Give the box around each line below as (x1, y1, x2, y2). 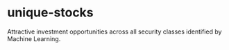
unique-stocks (7, 5, 94, 21)
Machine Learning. (7, 34, 61, 42)
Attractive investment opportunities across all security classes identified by (7, 27, 222, 36)
